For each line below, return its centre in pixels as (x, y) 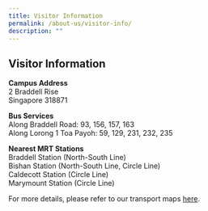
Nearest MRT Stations (46, 149)
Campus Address (38, 83)
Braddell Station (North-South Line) (68, 158)
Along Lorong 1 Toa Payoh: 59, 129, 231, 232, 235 (91, 133)
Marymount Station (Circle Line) (62, 184)
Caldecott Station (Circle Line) (59, 175)
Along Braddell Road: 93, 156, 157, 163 (72, 124)
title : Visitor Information (56, 16)
